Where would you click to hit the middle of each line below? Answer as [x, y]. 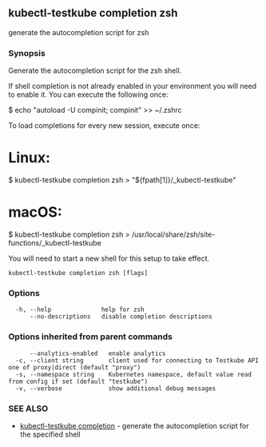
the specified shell [50, 434]
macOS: [35, 212]
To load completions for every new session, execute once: [104, 126]
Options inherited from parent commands [91, 337]
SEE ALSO [28, 409]
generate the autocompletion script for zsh [79, 32]
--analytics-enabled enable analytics [97, 353]
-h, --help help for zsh [80, 310]
